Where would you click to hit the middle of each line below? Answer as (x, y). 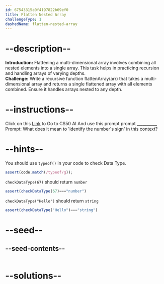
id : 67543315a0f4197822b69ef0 (37, 10)
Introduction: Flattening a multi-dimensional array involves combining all (80, 63)
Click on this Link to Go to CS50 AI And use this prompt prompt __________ (81, 124)
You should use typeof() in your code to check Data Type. (66, 163)
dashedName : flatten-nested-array (42, 24)
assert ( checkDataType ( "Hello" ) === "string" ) (52, 210)
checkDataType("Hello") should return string (52, 201)
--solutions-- (33, 276)
